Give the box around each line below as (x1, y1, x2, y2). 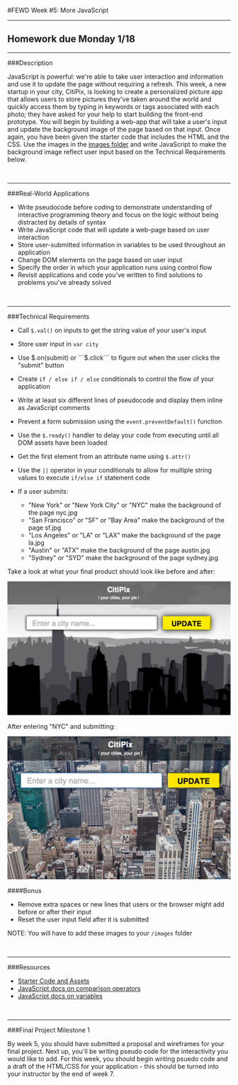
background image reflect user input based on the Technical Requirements (7, 147, 226, 156)
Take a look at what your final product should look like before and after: (7, 567, 215, 576)
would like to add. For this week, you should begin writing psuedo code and (7, 1055, 228, 1063)
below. (7, 155, 27, 164)
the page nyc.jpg (28, 508, 78, 516)
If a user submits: (17, 487, 69, 495)
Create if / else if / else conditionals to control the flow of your (17, 375, 215, 383)
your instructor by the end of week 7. (7, 1069, 115, 1079)
